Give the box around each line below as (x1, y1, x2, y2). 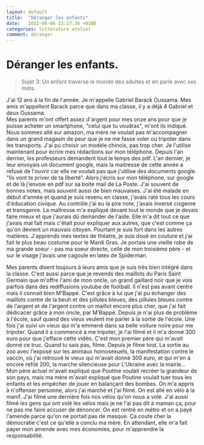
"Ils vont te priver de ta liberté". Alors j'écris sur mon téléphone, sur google (6, 174, 194, 182)
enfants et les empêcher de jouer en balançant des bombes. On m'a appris (6, 380, 194, 388)
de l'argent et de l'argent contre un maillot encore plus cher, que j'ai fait (6, 302, 186, 310)
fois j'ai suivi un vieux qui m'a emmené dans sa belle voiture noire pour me (6, 322, 194, 329)
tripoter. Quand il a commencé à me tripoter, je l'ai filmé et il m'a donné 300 (6, 329, 196, 336)
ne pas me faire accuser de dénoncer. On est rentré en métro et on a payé (6, 406, 192, 413)
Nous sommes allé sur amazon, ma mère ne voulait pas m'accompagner (6, 129, 188, 136)
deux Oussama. (6, 109, 46, 116)
